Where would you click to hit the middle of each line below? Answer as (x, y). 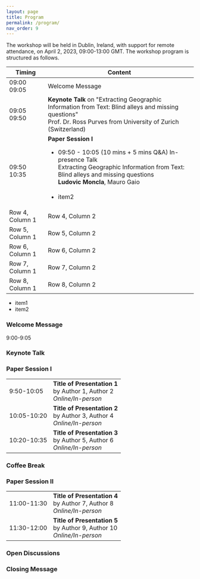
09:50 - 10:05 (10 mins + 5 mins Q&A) (113, 152)
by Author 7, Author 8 (83, 503)
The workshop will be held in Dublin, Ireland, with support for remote (90, 45)
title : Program (25, 17)
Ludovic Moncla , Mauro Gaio (99, 182)
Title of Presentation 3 (85, 433)
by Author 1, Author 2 (83, 391)
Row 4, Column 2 (72, 216)
